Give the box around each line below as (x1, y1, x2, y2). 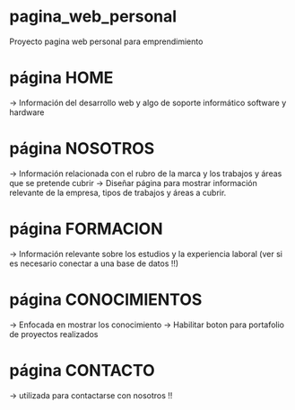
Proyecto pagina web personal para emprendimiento (9, 36, 204, 47)
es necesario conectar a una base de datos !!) (9, 258, 179, 269)
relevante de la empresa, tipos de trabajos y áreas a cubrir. (9, 187, 227, 198)
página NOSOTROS (9, 138, 155, 159)
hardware (9, 106, 45, 118)
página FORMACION (9, 218, 163, 239)
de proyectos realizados (9, 328, 99, 339)
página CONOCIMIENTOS (9, 290, 203, 309)
